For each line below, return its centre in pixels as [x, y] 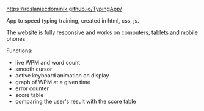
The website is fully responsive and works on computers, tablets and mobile [102, 32]
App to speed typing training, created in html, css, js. [73, 20]
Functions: [20, 51]
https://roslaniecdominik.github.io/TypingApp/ [64, 9]
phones [16, 39]
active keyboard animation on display [62, 75]
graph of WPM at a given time [53, 82]
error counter [32, 88]
